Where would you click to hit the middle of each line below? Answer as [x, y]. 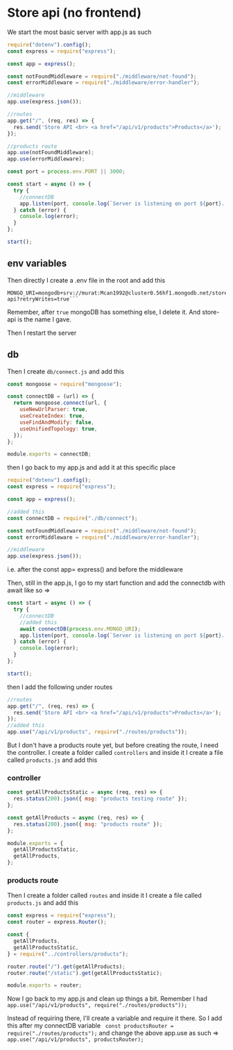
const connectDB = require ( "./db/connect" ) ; [72, 518]
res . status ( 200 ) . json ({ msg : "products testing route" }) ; [101, 799]
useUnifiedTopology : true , [59, 428]
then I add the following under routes [60, 687]
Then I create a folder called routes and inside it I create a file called [105, 895]
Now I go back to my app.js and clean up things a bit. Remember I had [107, 999]
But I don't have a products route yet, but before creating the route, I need [113, 745]
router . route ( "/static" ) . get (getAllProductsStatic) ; [85, 973]
